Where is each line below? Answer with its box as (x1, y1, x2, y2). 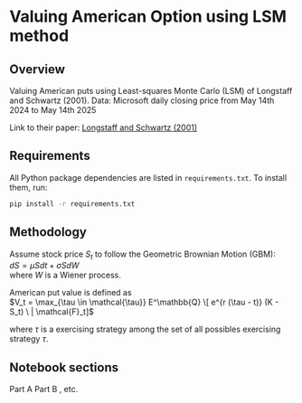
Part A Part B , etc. (9, 384, 79, 395)
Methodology (9, 224, 88, 240)
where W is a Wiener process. (9, 269, 122, 281)
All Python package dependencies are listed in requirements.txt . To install (9, 172, 288, 183)
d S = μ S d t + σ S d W (9, 260, 80, 271)
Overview (9, 61, 66, 77)
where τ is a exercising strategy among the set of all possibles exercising (9, 323, 281, 335)
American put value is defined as (9, 287, 133, 298)
